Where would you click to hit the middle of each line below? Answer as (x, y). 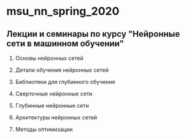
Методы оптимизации (44, 129)
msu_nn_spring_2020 (63, 11)
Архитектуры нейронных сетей (56, 117)
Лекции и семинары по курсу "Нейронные (93, 34)
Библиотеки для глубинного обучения (65, 82)
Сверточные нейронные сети (54, 94)
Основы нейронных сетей (49, 58)
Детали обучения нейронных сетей (62, 70)
